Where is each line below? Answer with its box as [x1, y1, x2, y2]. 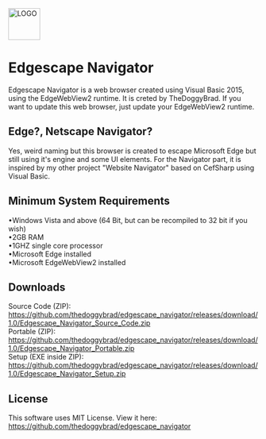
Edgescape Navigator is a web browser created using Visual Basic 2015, [8, 85, 245, 94]
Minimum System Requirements [8, 194, 171, 208]
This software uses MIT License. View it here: [8, 413, 157, 423]
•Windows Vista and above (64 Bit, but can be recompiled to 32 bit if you [8, 215, 248, 225]
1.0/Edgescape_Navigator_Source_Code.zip [8, 318, 151, 328]
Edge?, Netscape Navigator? [8, 125, 153, 138]
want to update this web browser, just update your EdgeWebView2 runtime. [8, 102, 255, 111]
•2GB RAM [8, 232, 44, 241]
